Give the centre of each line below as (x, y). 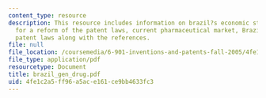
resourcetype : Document (47, 67)
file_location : (33, 52)
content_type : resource (47, 15)
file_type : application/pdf (55, 60)
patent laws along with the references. (83, 38)
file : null (26, 45)
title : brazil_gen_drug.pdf (55, 74)
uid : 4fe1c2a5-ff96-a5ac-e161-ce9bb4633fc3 (81, 81)
